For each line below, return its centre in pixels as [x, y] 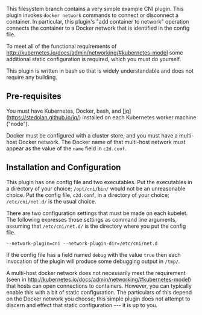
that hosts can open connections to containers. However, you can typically [99, 286]
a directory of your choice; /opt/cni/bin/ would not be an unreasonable [96, 188]
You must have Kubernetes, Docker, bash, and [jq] [69, 111]
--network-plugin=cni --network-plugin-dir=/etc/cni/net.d [82, 244]
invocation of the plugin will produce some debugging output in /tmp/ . [93, 261]
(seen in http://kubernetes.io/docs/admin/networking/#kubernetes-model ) [99, 279]
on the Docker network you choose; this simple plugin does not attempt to [98, 299]
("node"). [18, 124]
